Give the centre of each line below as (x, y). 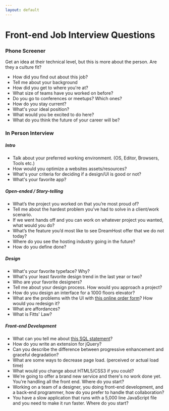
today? (19, 236)
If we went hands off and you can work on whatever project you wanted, (88, 220)
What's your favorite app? (39, 179)
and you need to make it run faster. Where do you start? (70, 403)
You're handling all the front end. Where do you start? (68, 381)
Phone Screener (25, 51)
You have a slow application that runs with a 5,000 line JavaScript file (85, 397)
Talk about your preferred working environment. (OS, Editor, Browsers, (86, 158)
